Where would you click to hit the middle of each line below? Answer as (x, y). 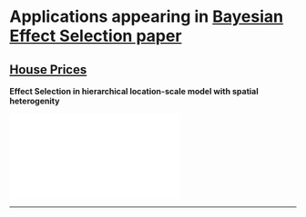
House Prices (48, 69)
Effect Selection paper (96, 36)
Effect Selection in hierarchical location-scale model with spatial (134, 91)
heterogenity (35, 101)
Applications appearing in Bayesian (147, 17)
